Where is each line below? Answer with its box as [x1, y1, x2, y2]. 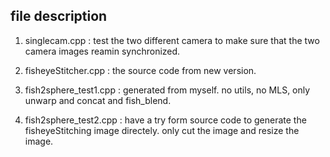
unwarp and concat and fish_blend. [24, 94, 172, 106]
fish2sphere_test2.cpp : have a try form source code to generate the [24, 114, 307, 126]
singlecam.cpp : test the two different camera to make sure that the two [24, 34, 320, 46]
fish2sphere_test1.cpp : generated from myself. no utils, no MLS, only [24, 84, 311, 96]
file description [10, 8, 108, 25]
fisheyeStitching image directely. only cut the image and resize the [24, 124, 300, 136]
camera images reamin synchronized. [24, 45, 181, 57]
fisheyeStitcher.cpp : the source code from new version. [24, 64, 257, 76]
